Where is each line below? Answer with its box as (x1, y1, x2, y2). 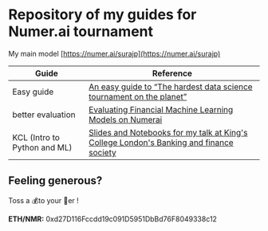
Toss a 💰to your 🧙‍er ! (8, 195, 80, 205)
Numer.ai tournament (8, 22, 154, 41)
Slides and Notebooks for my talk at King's (89, 127, 248, 138)
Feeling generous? (8, 174, 103, 188)
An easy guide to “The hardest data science (89, 81, 253, 92)
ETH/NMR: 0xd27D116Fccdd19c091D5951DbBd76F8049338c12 (8, 213, 218, 224)
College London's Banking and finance (89, 137, 234, 148)
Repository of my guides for (8, 6, 197, 24)
